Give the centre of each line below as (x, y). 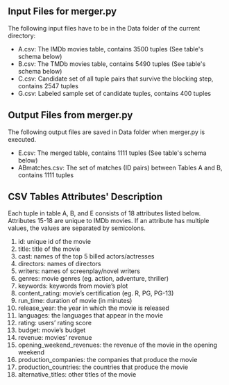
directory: (22, 35)
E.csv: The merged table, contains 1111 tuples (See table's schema (112, 153)
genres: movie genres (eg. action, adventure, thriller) (93, 279)
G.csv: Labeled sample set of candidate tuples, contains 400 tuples (114, 93)
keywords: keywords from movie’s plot (73, 286)
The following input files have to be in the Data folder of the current (104, 28)
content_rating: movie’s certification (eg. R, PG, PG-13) (96, 293)
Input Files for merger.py (62, 11)
